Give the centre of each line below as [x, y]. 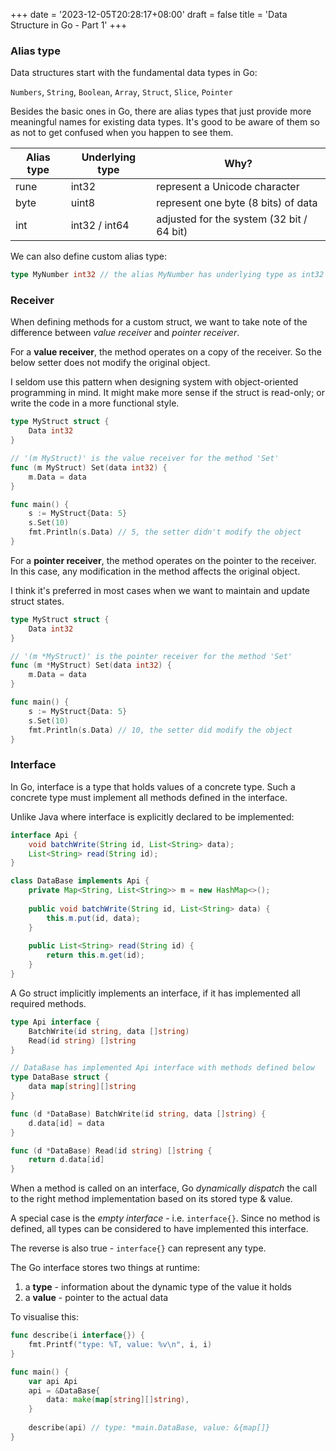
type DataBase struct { [60, 1077]
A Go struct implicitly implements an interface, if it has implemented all [155, 993]
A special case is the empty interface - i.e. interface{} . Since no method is [165, 1218]
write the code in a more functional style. [95, 403]
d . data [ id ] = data [66, 1123]
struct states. [37, 601]
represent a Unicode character [228, 187]
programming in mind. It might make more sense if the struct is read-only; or [167, 393]
